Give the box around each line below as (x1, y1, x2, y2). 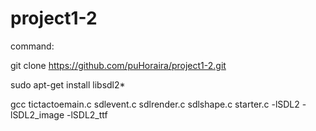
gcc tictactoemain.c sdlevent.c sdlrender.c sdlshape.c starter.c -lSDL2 (10, 98, 300, 110)
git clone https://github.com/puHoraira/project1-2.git (10, 59, 227, 71)
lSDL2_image (10, 108, 65, 121)
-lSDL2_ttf (66, 108, 108, 121)
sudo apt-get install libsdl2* (10, 78, 126, 91)
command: (10, 40, 55, 52)
